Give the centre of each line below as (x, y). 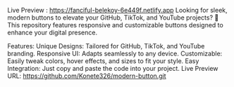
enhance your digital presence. (52, 32)
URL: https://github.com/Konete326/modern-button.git (87, 76)
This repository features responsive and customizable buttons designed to (115, 25)
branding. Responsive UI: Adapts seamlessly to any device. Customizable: (115, 53)
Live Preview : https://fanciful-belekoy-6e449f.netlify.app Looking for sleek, (117, 10)
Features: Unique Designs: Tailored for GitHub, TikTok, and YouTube (106, 46)
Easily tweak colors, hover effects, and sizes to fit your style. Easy (103, 61)
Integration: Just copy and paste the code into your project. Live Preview (113, 68)
